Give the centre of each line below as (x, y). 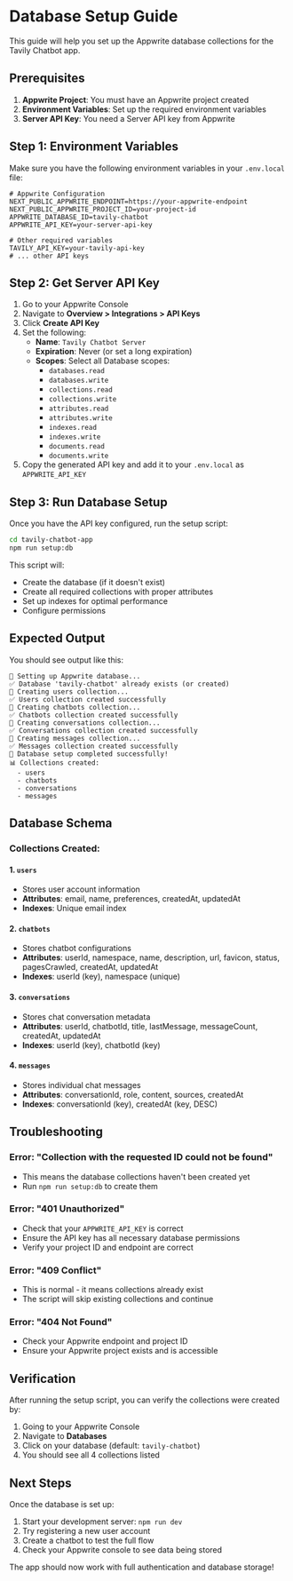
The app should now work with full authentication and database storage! (142, 1567)
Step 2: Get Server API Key (84, 283)
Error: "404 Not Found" (61, 1323)
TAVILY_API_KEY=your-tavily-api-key (77, 248)
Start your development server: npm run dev (102, 1521)
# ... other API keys (49, 256)
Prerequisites (47, 79)
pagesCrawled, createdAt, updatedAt (90, 967)
